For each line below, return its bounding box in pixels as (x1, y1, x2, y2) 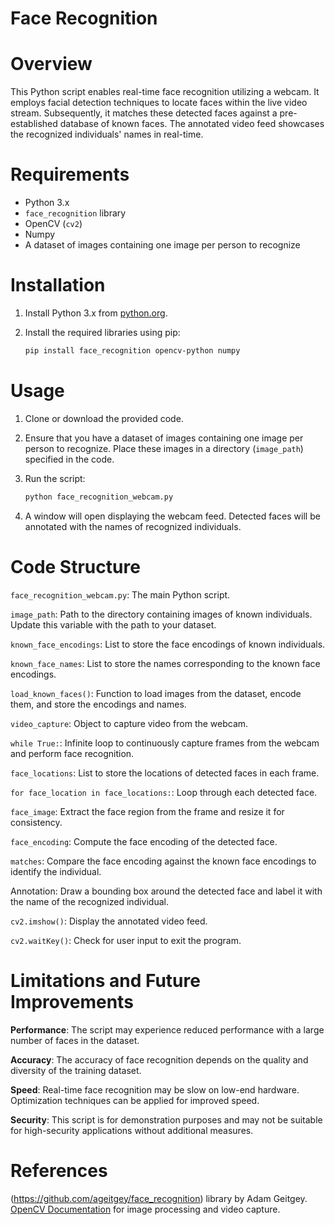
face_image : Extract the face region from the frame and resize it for (10, 805, 285, 817)
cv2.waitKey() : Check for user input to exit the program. (10, 934, 242, 946)
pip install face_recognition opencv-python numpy (24, 346, 241, 356)
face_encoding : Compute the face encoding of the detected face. (10, 835, 278, 847)
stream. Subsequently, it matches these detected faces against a (10, 107, 278, 119)
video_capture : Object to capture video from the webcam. (10, 717, 249, 729)
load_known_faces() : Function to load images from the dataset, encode (10, 687, 302, 699)
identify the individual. (10, 865, 102, 877)
